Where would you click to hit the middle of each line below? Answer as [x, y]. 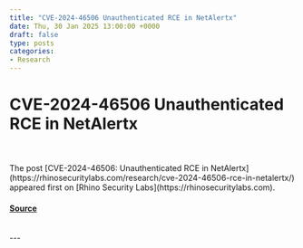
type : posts [32, 43]
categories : [32, 52]
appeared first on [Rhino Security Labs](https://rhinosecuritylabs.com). [142, 187]
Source [24, 208]
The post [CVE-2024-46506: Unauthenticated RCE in [109, 167]
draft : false [34, 34]
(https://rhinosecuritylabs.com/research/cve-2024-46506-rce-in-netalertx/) [152, 177]
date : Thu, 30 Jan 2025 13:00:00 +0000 [85, 26]
